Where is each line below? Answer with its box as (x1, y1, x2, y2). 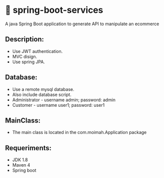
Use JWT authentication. (12, 48, 63, 54)
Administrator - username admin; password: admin (12, 96, 116, 103)
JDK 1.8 (12, 157, 28, 163)
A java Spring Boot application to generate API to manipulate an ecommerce (5, 21, 159, 27)
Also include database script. (12, 91, 71, 97)
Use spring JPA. (12, 59, 45, 65)
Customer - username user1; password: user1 (12, 102, 105, 108)
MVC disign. (12, 53, 37, 59)
